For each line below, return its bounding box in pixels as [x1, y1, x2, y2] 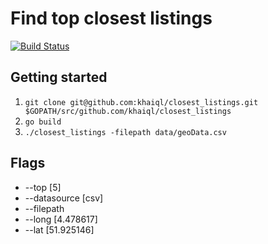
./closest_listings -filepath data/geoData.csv [24, 127, 227, 137]
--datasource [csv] [24, 192, 104, 204]
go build [24, 117, 62, 127]
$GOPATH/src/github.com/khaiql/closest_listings [24, 106, 232, 116]
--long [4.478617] [24, 213, 98, 225]
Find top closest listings [10, 7, 213, 30]
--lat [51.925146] [24, 223, 95, 236]
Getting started [10, 69, 108, 86]
